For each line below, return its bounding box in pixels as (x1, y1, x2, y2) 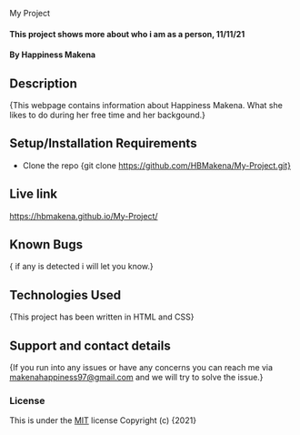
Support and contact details (9, 338, 171, 353)
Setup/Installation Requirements (9, 136, 197, 151)
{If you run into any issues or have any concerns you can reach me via (9, 362, 274, 373)
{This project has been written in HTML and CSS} (9, 311, 195, 322)
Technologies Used (9, 287, 121, 303)
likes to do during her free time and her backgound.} (9, 109, 206, 120)
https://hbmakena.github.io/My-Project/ (9, 210, 158, 221)
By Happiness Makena (9, 49, 96, 60)
